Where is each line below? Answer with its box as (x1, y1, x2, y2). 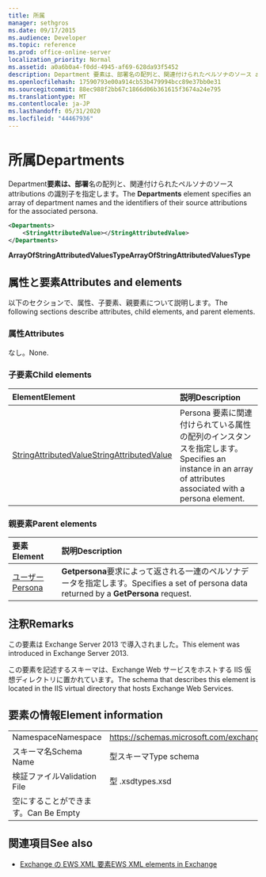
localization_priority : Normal (8, 56, 112, 64)
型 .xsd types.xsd (109, 776, 172, 787)
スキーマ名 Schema (12, 745, 83, 757)
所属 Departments (8, 151, 125, 170)
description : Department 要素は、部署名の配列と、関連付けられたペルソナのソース (8, 71, 252, 78)
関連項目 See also (8, 837, 93, 850)
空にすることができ (12, 795, 85, 806)
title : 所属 (8, 11, 45, 20)
